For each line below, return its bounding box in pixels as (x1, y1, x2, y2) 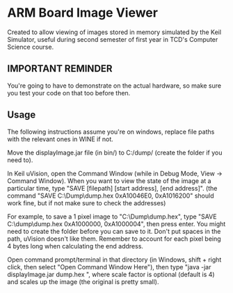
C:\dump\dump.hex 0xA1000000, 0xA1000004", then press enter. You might (7, 219, 226, 228)
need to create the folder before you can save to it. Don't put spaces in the (7, 227, 221, 235)
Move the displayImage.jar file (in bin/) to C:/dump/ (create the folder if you (7, 148, 223, 157)
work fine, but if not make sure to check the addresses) (7, 198, 166, 207)
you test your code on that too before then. (7, 88, 131, 97)
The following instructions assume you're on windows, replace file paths (7, 127, 215, 136)
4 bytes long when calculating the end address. (7, 241, 144, 250)
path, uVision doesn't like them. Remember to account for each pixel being (7, 235, 221, 243)
